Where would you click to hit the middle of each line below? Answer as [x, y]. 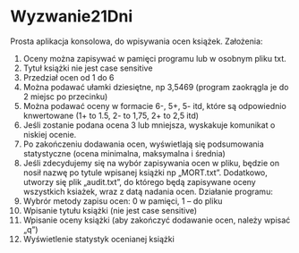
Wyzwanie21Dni [72, 17]
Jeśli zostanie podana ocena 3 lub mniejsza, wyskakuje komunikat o [149, 125]
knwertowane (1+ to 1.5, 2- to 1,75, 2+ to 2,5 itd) [111, 115]
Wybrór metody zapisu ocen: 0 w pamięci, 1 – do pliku [123, 201]
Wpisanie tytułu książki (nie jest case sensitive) [110, 210]
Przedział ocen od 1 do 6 [68, 77]
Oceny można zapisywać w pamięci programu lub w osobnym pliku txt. [154, 58]
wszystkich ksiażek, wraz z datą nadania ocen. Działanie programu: [148, 191]
